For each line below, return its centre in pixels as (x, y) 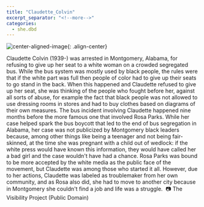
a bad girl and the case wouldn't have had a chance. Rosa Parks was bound (102, 156)
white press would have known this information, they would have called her (101, 149)
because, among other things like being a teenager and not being (89, 137)
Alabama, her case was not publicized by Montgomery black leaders (93, 130)
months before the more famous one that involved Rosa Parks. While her (98, 117)
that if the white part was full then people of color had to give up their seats (101, 78)
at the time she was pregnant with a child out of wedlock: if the (108, 143)
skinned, (17, 143)
